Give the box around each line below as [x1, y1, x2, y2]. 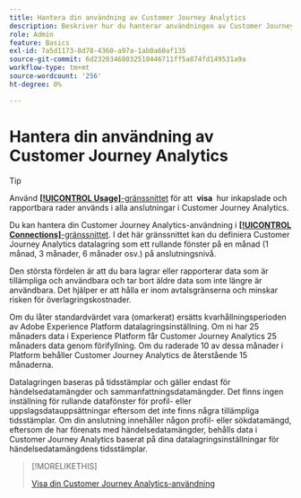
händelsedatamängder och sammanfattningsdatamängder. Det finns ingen [9, 386, 284, 397]
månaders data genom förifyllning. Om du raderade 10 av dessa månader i [9, 340, 284, 351]
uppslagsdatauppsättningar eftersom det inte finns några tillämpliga [9, 405, 260, 415]
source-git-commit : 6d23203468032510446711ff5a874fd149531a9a [9, 55, 246, 64]
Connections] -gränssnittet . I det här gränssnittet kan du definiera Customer [9, 229, 290, 240]
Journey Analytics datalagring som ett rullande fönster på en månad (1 [9, 239, 269, 249]
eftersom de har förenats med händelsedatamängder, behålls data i [9, 424, 258, 435]
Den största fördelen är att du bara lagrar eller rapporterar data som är [9, 266, 269, 276]
